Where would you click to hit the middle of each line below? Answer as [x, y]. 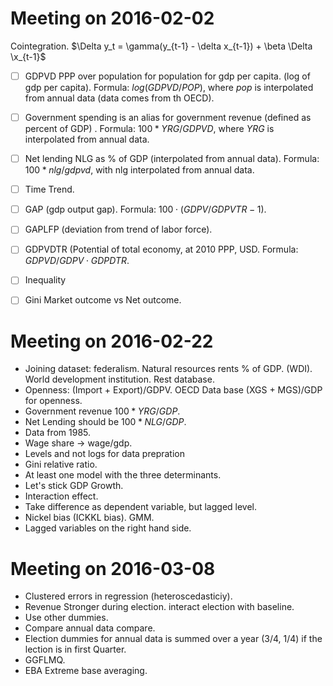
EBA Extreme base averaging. [86, 671]
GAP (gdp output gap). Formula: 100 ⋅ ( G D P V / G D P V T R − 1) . [145, 209]
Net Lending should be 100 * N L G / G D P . [105, 422]
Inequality [45, 280]
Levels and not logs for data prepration [104, 454]
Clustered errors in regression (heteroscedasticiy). [128, 596]
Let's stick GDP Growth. [74, 486]
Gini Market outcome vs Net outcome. [103, 300]
